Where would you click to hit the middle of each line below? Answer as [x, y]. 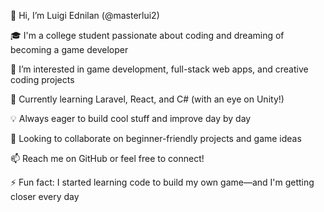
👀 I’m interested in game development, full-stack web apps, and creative [159, 69]
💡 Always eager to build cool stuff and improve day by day [131, 118]
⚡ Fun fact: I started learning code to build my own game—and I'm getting [162, 182]
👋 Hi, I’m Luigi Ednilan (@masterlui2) [85, 15]
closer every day [45, 196]
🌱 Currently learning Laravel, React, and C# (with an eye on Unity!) [147, 99]
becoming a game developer [69, 49]
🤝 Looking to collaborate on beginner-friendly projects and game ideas [156, 138]
